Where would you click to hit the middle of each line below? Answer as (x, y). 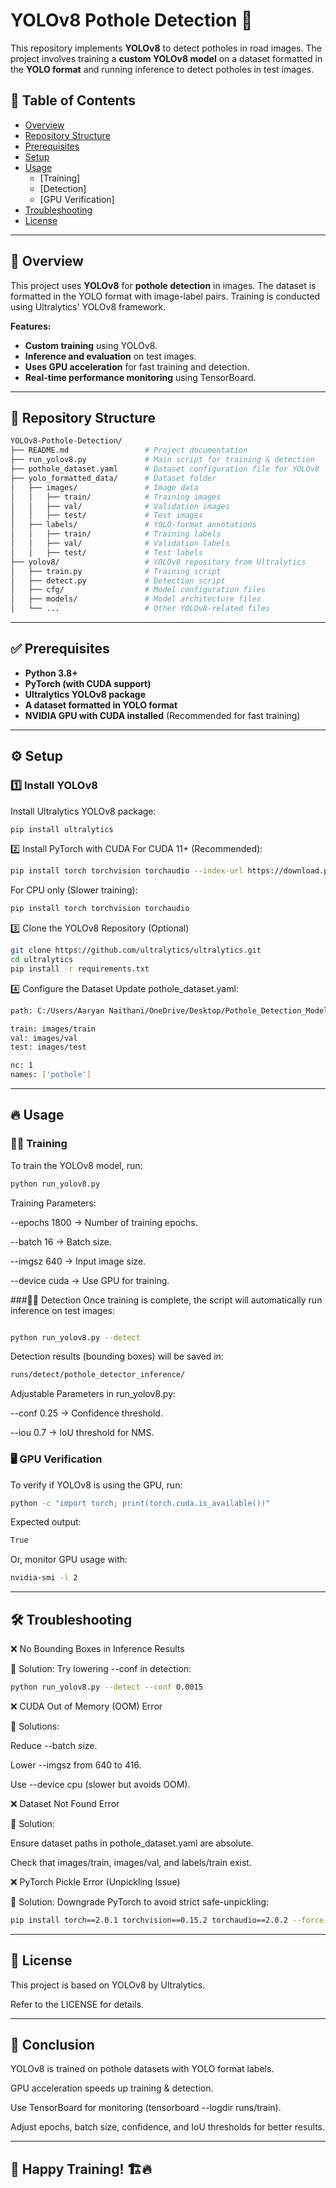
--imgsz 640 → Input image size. (78, 1261)
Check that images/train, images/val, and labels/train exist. (131, 1862)
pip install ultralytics (62, 829)
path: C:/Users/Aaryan (57, 1010)
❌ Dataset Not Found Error (65, 1803)
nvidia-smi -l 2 (44, 1578)
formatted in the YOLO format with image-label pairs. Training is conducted (165, 296)
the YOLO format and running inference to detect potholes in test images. (162, 69)
